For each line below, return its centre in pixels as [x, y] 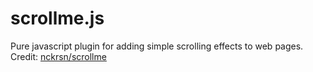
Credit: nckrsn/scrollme [58, 56]
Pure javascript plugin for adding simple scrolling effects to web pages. [157, 46]
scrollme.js [57, 18]
